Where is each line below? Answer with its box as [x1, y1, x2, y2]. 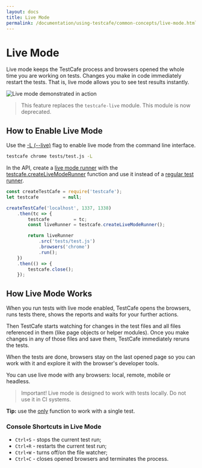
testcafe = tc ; [28, 216, 87, 223]
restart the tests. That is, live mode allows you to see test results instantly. [6, 79, 189, 86]
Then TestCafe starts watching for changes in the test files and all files [6, 322, 182, 330]
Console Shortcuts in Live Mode [6, 422, 102, 431]
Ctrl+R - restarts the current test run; [14, 443, 107, 450]
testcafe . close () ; [28, 266, 74, 272]
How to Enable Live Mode [6, 126, 103, 136]
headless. [6, 378, 31, 385]
